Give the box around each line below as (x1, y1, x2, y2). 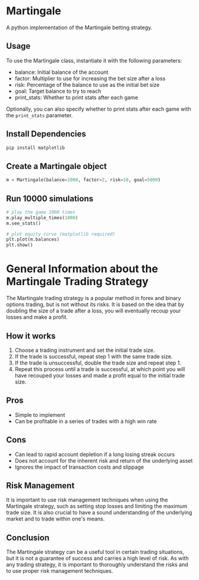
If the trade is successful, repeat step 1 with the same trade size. (14, 353, 173, 360)
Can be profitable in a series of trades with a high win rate (14, 417, 157, 425)
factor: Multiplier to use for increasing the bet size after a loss (14, 74, 166, 82)
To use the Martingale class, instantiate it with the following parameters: (6, 57, 182, 64)
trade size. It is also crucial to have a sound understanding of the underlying (6, 509, 192, 516)
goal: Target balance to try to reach (14, 88, 102, 95)
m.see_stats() (6, 220, 42, 226)
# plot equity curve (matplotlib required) (6, 231, 116, 237)
